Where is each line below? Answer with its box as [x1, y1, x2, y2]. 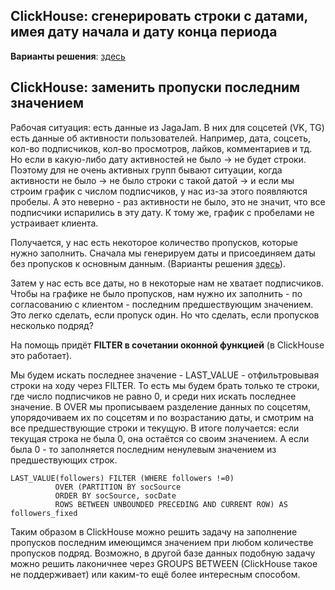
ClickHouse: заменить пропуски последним [10, 79, 301, 96]
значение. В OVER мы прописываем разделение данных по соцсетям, [10, 400, 311, 413]
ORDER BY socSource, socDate [54, 490, 177, 501]
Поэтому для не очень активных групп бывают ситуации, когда [10, 164, 283, 176]
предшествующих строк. [10, 454, 118, 466]
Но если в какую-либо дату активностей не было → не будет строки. [10, 153, 307, 165]
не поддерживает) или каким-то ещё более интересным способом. [10, 568, 301, 580]
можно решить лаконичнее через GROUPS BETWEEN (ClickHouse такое [10, 557, 318, 569]
